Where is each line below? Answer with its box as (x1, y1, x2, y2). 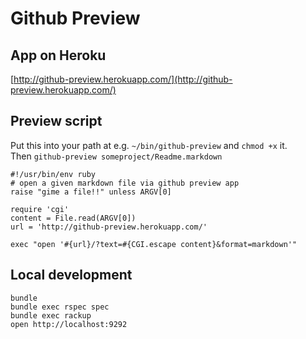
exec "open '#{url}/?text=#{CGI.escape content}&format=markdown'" (10, 239, 298, 249)
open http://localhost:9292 (10, 319, 128, 329)
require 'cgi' (10, 204, 70, 214)
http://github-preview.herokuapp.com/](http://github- (13, 73, 233, 85)
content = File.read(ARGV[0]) (10, 213, 137, 223)
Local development (10, 267, 133, 284)
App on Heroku (10, 47, 107, 64)
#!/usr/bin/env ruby (10, 169, 97, 179)
